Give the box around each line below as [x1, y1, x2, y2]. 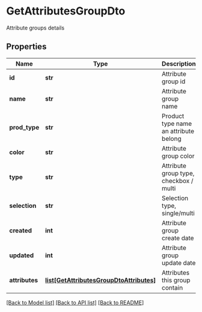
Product [161, 111, 185, 120]
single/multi [161, 209, 195, 217]
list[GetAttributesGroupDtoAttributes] [44, 276, 156, 284]
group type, [161, 169, 195, 177]
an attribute [161, 126, 194, 135]
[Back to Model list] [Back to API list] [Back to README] [6, 299, 144, 306]
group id [161, 77, 186, 86]
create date [161, 234, 194, 242]
